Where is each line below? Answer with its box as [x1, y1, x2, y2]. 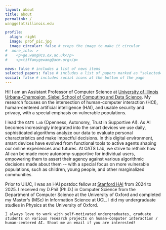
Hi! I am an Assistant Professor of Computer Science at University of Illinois [5, 89, 159, 95]
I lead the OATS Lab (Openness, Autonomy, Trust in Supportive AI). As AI [5, 119, 151, 125]
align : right [9, 34, 37, 39]
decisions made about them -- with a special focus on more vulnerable [5, 161, 149, 167]
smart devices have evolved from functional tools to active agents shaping [5, 140, 157, 146]
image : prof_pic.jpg [9, 39, 52, 44]
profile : [5, 30, 23, 35]
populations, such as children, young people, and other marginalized [5, 166, 145, 172]
